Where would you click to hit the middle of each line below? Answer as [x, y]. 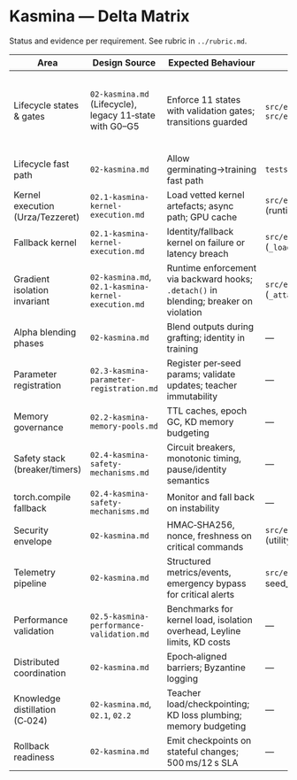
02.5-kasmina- [119, 616]
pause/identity [197, 469]
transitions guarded [207, 121]
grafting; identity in [206, 337]
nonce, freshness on [209, 536]
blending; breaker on [210, 301]
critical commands [205, 546]
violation [184, 312]
